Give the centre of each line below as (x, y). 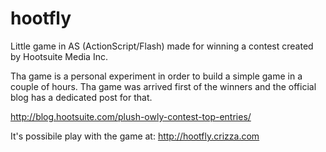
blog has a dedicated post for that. (81, 97)
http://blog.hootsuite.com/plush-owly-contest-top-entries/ (131, 116)
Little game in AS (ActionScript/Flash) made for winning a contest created (162, 46)
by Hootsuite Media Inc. (59, 56)
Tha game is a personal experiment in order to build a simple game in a (156, 76)
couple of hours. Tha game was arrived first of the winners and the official (163, 86)
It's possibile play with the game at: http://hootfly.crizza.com (135, 136)
